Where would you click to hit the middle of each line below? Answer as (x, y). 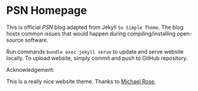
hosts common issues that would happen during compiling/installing (91, 33)
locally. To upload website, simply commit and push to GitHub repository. (97, 58)
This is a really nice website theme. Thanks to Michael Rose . (81, 81)
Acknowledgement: (30, 69)
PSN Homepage (47, 11)
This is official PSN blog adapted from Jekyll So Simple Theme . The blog (95, 27)
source (15, 40)
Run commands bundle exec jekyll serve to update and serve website (95, 51)
